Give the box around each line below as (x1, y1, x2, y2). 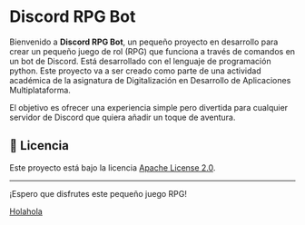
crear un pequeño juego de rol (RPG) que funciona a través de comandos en (9, 45, 296, 56)
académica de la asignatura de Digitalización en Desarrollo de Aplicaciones (9, 74, 291, 85)
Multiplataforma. (9, 84, 71, 95)
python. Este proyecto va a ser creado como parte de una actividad (9, 65, 261, 76)
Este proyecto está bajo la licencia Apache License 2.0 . (9, 161, 216, 173)
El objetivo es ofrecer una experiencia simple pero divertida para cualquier (9, 102, 289, 112)
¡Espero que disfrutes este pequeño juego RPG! (9, 188, 188, 199)
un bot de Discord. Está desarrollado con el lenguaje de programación (9, 55, 271, 66)
